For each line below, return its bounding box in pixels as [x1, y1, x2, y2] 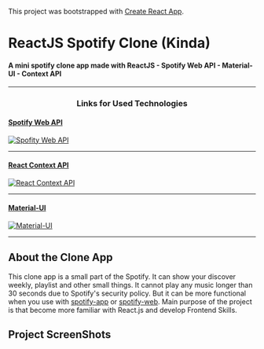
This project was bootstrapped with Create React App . [8, 7, 185, 16]
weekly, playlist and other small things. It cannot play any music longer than [8, 280, 253, 289]
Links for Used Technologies [76, 98, 188, 109]
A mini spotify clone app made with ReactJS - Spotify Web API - [8, 61, 221, 70]
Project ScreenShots [8, 328, 112, 341]
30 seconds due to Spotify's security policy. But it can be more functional [8, 288, 246, 298]
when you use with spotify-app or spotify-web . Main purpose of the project [8, 296, 253, 306]
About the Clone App [8, 251, 113, 264]
